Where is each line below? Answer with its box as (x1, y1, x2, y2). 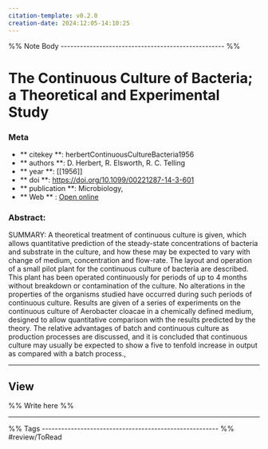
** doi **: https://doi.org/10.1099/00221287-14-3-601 (19, 175, 195, 185)
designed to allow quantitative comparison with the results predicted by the (8, 315, 256, 324)
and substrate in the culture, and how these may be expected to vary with (8, 247, 251, 256)
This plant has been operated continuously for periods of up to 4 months (8, 272, 247, 282)
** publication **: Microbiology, (19, 183, 124, 193)
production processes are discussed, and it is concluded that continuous (8, 332, 248, 342)
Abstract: (8, 212, 46, 223)
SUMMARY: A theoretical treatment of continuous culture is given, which (8, 230, 247, 240)
